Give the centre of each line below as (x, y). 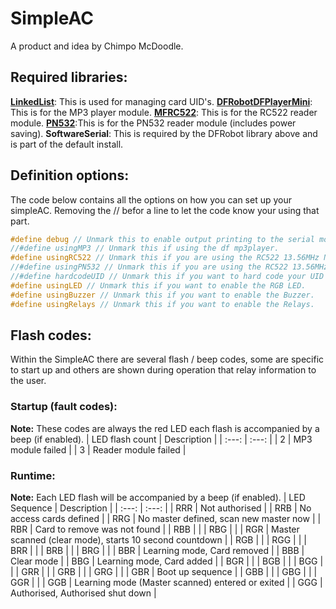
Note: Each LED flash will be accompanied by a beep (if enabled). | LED (158, 497)
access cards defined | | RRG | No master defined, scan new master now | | (166, 518)
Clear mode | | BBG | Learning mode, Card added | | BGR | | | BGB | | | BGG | (167, 561)
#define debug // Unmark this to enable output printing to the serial (162, 239)
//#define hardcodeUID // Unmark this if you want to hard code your (158, 277)
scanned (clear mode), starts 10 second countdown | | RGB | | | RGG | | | (158, 539)
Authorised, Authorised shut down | (83, 593)
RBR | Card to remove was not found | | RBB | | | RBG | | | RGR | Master (155, 529)
